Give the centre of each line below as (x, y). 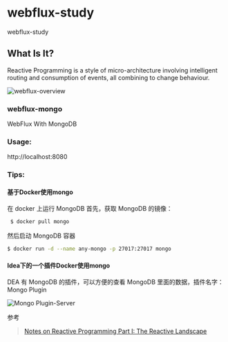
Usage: (20, 142)
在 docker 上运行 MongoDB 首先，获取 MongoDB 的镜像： (90, 209)
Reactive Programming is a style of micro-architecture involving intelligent (112, 70)
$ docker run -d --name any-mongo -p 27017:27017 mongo (89, 249)
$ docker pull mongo (40, 222)
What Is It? (30, 54)
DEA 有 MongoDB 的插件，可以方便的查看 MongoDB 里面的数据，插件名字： (115, 282)
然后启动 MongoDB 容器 (41, 236)
